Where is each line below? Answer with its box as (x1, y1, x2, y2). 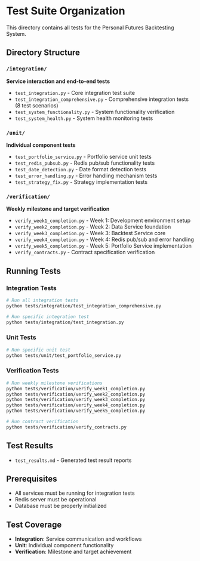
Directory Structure (6, 48, 81, 58)
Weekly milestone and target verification (6, 205, 110, 212)
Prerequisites (6, 473, 57, 484)
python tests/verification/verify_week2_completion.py (6, 391, 146, 397)
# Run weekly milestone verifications (6, 380, 103, 386)
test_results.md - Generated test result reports (14, 457, 132, 464)
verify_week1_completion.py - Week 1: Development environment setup (14, 217, 191, 224)
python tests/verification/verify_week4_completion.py (6, 402, 146, 408)
